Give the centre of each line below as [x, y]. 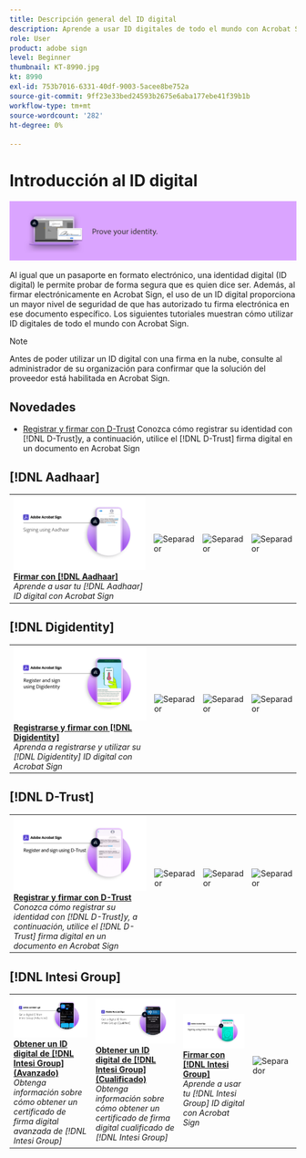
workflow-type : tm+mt [51, 106]
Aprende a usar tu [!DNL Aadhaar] [78, 586]
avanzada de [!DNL [50, 1132]
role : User [30, 38]
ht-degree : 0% [36, 125]
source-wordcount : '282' [56, 115]
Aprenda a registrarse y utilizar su [77, 747]
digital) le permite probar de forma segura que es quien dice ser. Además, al [153, 285]
